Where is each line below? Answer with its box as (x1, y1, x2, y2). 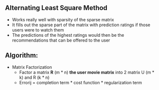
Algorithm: (5, 51, 38, 60)
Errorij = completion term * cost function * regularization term (19, 79, 143, 85)
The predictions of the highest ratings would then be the (12, 32, 124, 38)
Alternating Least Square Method (5, 4, 108, 12)
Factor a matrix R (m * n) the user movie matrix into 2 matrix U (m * (19, 69, 155, 75)
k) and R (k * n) (19, 75, 50, 80)
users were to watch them (12, 27, 64, 33)
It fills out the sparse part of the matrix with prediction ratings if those (12, 22, 151, 28)
